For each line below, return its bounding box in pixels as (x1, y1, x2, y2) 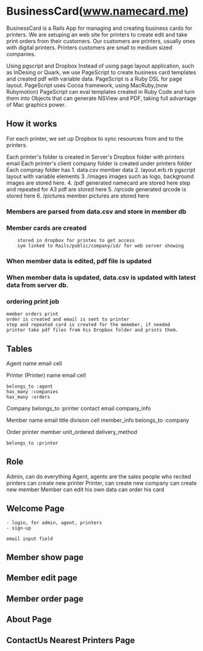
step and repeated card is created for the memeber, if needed (6, 322, 171, 328)
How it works (6, 119, 57, 129)
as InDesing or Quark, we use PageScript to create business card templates (6, 68, 196, 76)
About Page (6, 614, 52, 625)
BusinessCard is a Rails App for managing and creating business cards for (6, 24, 193, 32)
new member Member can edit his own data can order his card (6, 486, 165, 493)
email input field (6, 535, 53, 542)
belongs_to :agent (6, 383, 53, 390)
